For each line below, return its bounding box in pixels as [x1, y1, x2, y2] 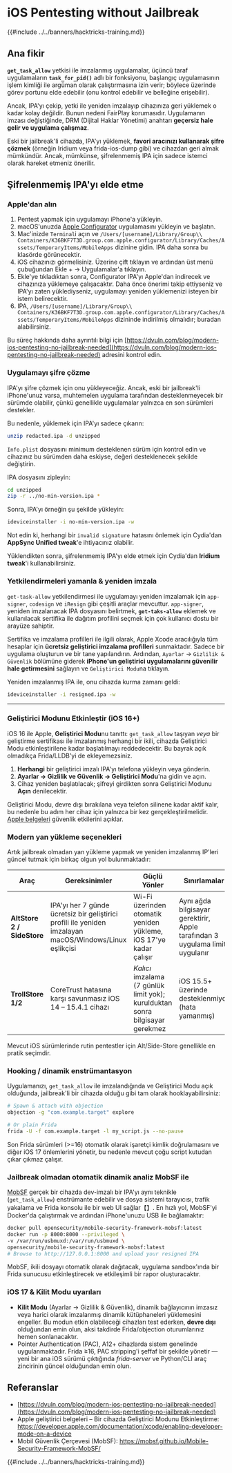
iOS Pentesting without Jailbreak [7, 5, 200, 21]
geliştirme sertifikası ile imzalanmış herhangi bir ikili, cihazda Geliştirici [7, 737, 207, 745]
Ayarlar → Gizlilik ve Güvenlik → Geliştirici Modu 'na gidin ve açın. [17, 772, 207, 780]
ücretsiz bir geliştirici [50, 909, 118, 918]
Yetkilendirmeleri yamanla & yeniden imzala [7, 577, 157, 586]
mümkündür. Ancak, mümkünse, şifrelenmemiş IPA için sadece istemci [7, 151, 209, 160]
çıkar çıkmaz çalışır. [7, 1155, 64, 1163]
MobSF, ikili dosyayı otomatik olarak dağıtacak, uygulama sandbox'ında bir [7, 1262, 220, 1271]
